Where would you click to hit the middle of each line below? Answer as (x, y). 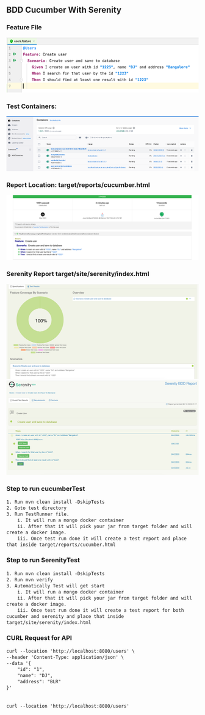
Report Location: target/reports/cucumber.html (78, 185)
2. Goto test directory (37, 508)
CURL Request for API (39, 637)
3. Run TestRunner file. (38, 514)
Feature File (24, 27)
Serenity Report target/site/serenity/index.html (78, 274)
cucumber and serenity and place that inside (65, 616)
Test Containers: (31, 106)
